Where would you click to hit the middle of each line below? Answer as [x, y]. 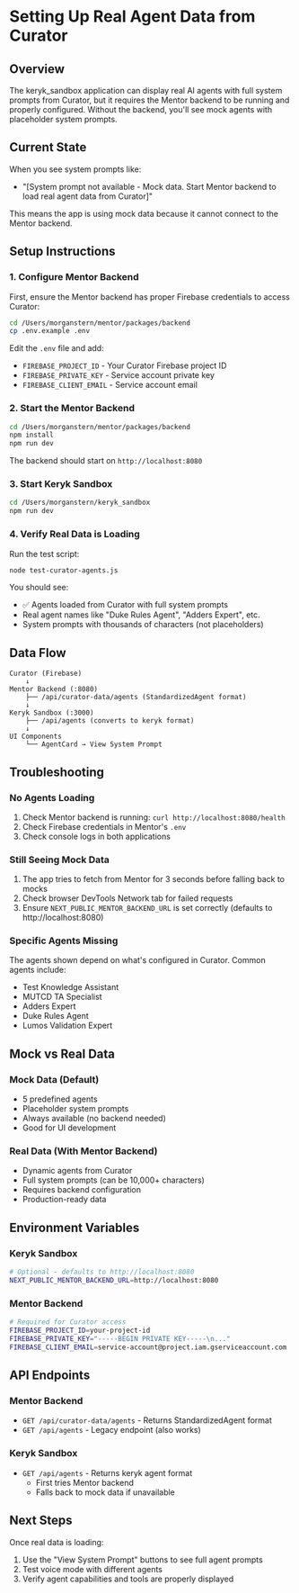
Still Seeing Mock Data [60, 859]
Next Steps [41, 1521]
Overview [37, 69]
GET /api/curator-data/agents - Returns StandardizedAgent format [147, 1420]
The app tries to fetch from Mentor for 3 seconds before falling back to [154, 879]
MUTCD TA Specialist [62, 997]
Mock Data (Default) [54, 1079]
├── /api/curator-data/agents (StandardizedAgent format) [136, 697]
